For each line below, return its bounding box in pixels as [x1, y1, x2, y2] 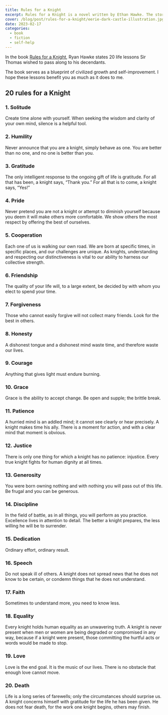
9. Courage [5, 360, 33, 367]
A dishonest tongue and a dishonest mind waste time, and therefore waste [5, 342, 158, 348]
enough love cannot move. [5, 669, 60, 675]
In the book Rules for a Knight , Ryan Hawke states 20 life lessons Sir [5, 54, 146, 60]
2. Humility [5, 133, 32, 140]
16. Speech [5, 559, 32, 566]
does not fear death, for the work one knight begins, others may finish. [5, 704, 151, 710]
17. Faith [5, 588, 25, 595]
